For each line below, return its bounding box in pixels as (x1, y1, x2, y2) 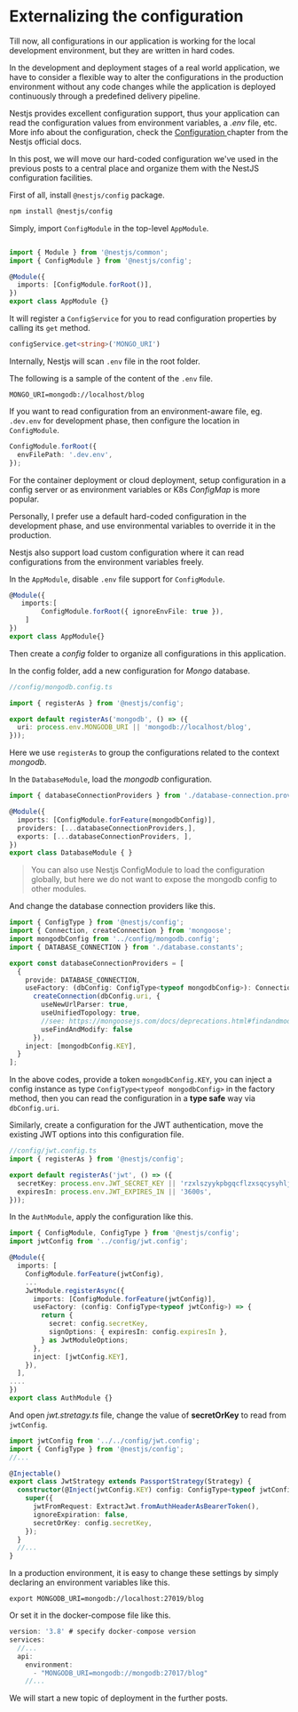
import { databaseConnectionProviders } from (9, 792, 180, 800)
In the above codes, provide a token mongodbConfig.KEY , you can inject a (9, 1074, 272, 1085)
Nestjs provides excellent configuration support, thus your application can (9, 108, 280, 118)
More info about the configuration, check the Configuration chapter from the (9, 126, 288, 137)
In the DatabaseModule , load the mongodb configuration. (9, 774, 213, 784)
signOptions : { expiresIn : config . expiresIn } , (48, 1328, 228, 1337)
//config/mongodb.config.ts (9, 682, 114, 691)
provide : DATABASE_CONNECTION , (25, 976, 141, 985)
